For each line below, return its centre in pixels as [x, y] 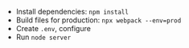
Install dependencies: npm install [72, 12]
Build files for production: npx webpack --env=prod [99, 20]
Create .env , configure [53, 28]
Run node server [43, 37]
